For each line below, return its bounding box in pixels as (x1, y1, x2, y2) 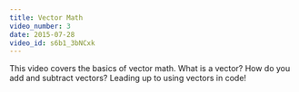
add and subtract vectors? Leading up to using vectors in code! (9, 73, 247, 84)
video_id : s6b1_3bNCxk (9, 38, 95, 48)
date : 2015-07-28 (9, 30, 75, 39)
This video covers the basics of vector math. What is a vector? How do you (9, 63, 291, 74)
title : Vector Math (9, 13, 84, 23)
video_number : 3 (9, 22, 71, 31)
